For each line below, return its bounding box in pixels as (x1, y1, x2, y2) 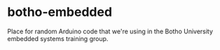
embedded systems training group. (7, 34, 109, 42)
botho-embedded (7, 4, 113, 20)
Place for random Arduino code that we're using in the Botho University (7, 27, 214, 35)
